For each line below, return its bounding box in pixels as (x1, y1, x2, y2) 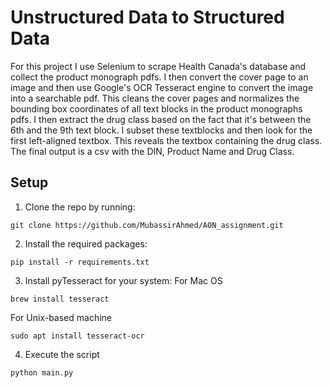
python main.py (10, 367, 74, 378)
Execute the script (24, 348, 100, 360)
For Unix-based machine (10, 311, 113, 323)
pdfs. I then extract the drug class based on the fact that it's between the (10, 113, 312, 125)
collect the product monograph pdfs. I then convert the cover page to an (10, 71, 309, 83)
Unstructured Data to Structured (10, 6, 285, 29)
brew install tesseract (10, 294, 110, 304)
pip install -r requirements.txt (10, 257, 150, 267)
